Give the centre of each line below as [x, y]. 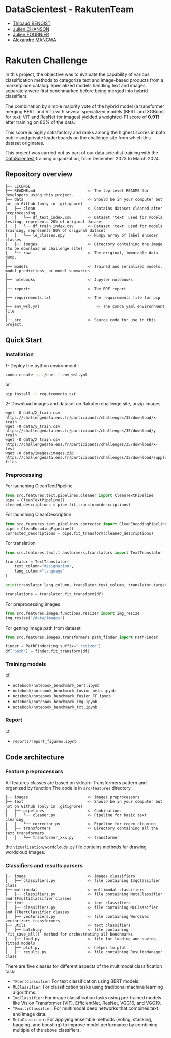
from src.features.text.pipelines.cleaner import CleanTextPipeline [79, 496]
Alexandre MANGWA [35, 40]
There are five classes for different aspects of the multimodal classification [84, 966]
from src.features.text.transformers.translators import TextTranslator [84, 552]
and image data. [30, 1014]
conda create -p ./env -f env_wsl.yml [46, 375]
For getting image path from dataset [43, 628]
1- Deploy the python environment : [42, 366]
